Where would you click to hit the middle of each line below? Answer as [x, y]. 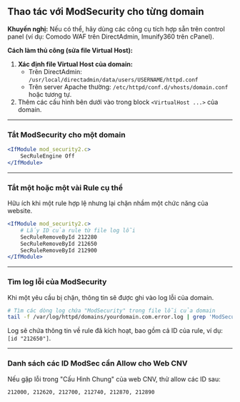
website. [20, 211]
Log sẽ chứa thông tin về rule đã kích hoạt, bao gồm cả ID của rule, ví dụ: [115, 331]
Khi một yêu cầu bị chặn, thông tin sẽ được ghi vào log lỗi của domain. [111, 297]
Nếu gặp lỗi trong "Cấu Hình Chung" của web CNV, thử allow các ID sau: [114, 379]
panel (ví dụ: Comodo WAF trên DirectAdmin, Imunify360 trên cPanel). [111, 36]
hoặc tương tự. [50, 94]
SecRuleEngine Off [47, 156]
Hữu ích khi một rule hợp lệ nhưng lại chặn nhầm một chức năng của [108, 203]
